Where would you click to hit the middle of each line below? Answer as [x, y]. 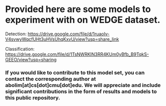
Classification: [20, 49]
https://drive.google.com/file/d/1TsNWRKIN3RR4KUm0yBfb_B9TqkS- [77, 54]
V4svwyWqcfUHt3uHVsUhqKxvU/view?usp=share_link [62, 39]
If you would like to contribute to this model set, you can [75, 72]
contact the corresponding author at [51, 79]
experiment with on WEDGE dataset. [83, 20]
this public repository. [33, 97]
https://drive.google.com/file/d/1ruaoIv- [68, 34]
